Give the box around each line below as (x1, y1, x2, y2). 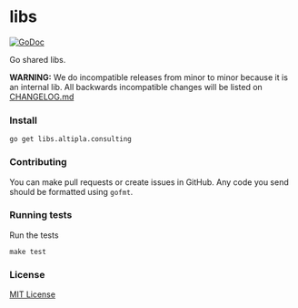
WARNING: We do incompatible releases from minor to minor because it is (9, 71, 289, 83)
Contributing (9, 156, 67, 169)
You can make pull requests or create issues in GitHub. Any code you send (9, 176, 289, 188)
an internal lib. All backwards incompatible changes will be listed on (9, 81, 263, 92)
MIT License (9, 289, 56, 300)
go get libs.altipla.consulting (9, 135, 132, 144)
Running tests (9, 209, 73, 221)
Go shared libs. (9, 54, 66, 65)
